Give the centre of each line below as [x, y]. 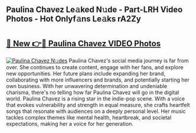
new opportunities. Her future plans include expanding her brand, [86, 74]
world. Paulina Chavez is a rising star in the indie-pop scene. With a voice [95, 99]
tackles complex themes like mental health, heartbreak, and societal [89, 117]
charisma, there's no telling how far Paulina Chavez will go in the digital [93, 92]
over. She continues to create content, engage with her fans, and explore [95, 67]
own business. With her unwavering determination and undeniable [87, 86]
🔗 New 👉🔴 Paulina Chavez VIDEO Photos [84, 43]
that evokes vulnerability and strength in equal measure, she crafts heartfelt [98, 105]
